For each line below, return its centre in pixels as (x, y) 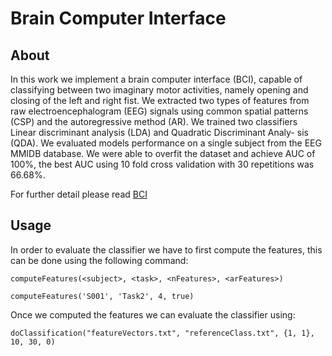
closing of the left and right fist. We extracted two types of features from (160, 100)
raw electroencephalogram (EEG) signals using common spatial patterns (159, 111)
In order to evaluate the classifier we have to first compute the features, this (166, 249)
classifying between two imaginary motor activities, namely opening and (159, 90)
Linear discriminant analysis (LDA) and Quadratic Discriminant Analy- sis (159, 132)
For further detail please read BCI (79, 194)
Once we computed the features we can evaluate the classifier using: (153, 314)
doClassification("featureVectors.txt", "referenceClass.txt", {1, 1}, (162, 333)
